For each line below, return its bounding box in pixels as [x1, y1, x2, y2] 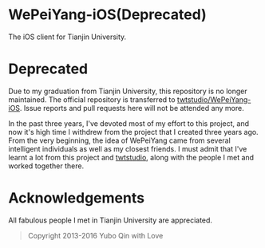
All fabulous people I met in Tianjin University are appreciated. [8, 215, 213, 225]
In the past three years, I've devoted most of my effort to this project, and [8, 118, 250, 128]
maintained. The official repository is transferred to [8, 94, 176, 104]
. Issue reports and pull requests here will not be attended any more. [19, 103, 245, 112]
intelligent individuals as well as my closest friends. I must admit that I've [8, 144, 247, 153]
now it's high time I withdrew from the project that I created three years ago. [8, 127, 259, 136]
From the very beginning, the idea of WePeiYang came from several [8, 136, 231, 145]
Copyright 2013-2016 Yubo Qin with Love [27, 230, 164, 240]
